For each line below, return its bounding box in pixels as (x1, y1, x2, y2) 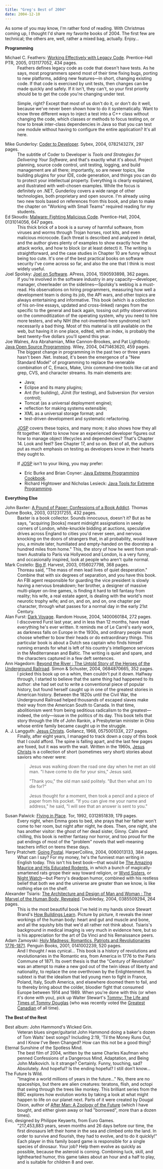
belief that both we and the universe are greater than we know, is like (17, 880, 156, 886)
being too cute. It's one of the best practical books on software (17, 255, 144, 261)
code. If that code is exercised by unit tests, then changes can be (17, 80, 148, 86)
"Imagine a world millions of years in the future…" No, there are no (17, 1076, 150, 1081)
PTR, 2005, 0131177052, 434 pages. (5, 60, 77, 66)
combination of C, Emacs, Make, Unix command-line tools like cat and (17, 364, 158, 370)
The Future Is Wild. (5, 1071, 43, 1077)
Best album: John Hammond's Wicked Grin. (5, 1024, 92, 1030)
